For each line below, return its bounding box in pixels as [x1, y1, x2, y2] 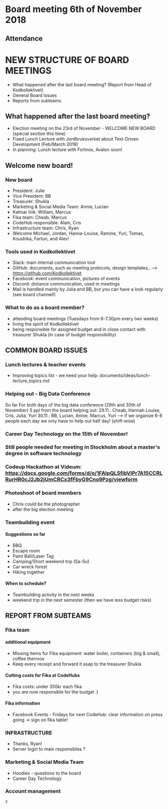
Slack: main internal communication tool [12, 259, 95, 265]
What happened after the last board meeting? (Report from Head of [12, 81, 152, 87]
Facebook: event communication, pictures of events [12, 276, 120, 282]
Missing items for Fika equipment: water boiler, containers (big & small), [12, 650, 161, 656]
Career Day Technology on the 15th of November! [5, 430, 128, 437]
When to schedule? [5, 581, 47, 587]
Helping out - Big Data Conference [5, 390, 91, 397]
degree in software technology [5, 450, 82, 457]
